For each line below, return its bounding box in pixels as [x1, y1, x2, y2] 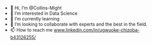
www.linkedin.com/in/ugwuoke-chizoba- [53, 27, 140, 33]
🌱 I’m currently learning [10, 16, 60, 21]
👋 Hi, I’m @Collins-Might [10, 5, 62, 11]
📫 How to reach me [10, 27, 53, 33]
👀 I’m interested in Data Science [10, 10, 78, 16]
